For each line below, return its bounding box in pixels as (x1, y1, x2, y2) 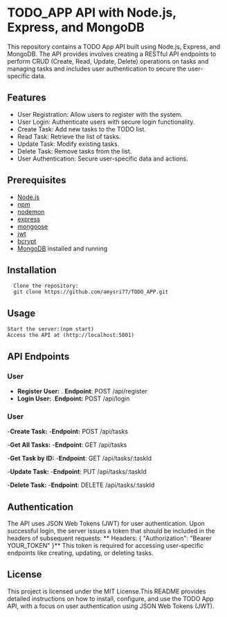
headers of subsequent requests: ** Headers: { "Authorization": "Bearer (7, 534, 212, 542)
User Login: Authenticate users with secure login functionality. (17, 118, 195, 126)
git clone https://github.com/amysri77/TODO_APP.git (13, 288, 169, 295)
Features (7, 92, 46, 104)
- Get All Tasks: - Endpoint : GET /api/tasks (7, 441, 127, 449)
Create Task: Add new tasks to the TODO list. (17, 125, 147, 133)
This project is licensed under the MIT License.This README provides (7, 587, 206, 596)
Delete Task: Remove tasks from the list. (17, 147, 132, 155)
